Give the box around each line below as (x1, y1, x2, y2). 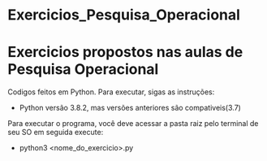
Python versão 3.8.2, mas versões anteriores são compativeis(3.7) (19, 103, 241, 113)
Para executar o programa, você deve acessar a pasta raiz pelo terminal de (7, 119, 259, 128)
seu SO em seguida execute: (7, 128, 104, 137)
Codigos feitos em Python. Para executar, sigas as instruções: (7, 87, 215, 97)
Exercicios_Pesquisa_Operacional (7, 6, 241, 24)
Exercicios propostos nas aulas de (7, 43, 243, 62)
